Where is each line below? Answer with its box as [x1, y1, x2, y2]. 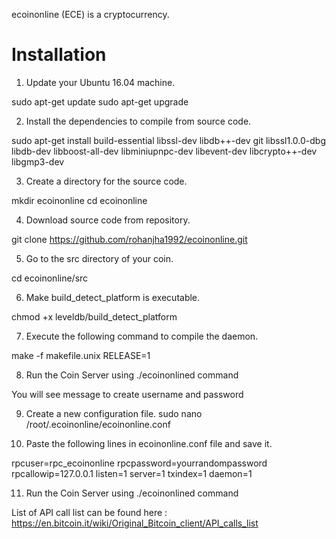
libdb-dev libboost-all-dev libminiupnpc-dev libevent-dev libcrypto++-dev [11, 145, 318, 157]
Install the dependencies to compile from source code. [25, 115, 252, 127]
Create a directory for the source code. [25, 175, 188, 187]
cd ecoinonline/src [11, 272, 89, 284]
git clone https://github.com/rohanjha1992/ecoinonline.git [11, 233, 248, 245]
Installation [11, 44, 107, 66]
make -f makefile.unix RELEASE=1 [11, 349, 151, 361]
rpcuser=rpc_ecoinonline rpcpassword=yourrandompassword [11, 457, 268, 469]
